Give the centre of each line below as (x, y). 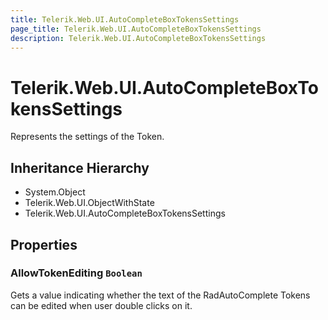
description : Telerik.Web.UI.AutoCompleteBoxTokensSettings (138, 38)
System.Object (55, 192)
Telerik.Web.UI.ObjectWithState (89, 203)
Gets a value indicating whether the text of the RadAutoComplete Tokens (160, 295)
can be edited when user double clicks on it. (101, 305)
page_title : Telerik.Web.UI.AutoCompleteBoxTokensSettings (136, 29)
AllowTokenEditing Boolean (76, 273)
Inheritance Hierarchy (80, 167)
